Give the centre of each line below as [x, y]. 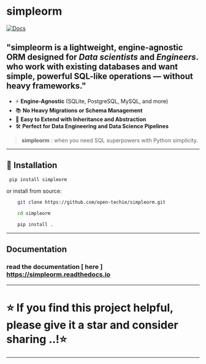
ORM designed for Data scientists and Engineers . [102, 57]
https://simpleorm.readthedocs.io [59, 274]
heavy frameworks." [46, 86]
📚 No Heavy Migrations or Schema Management [79, 110]
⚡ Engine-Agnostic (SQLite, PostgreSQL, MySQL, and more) [92, 101]
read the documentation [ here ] [55, 267]
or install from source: [34, 191]
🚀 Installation [32, 165]
